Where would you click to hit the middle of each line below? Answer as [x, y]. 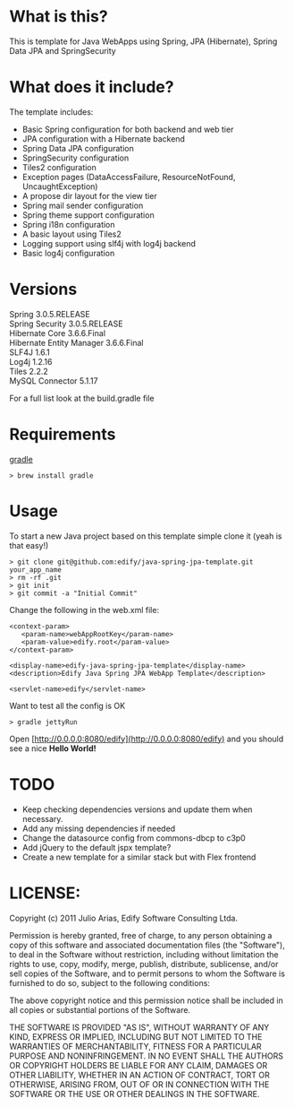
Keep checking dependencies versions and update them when [137, 809]
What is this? [59, 17]
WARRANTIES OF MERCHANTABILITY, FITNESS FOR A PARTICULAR [135, 1046]
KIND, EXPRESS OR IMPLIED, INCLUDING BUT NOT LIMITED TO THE [136, 1036]
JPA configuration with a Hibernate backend [104, 138]
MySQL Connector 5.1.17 [54, 381]
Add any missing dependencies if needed [99, 828]
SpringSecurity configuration [76, 158]
